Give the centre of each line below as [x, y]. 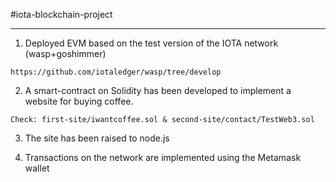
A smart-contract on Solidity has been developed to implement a [158, 90]
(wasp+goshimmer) [65, 53]
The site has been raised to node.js [97, 138]
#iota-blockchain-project [61, 14]
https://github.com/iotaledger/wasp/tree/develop [116, 72]
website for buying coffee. [79, 101]
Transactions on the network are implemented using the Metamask [163, 157]
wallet [37, 168]
